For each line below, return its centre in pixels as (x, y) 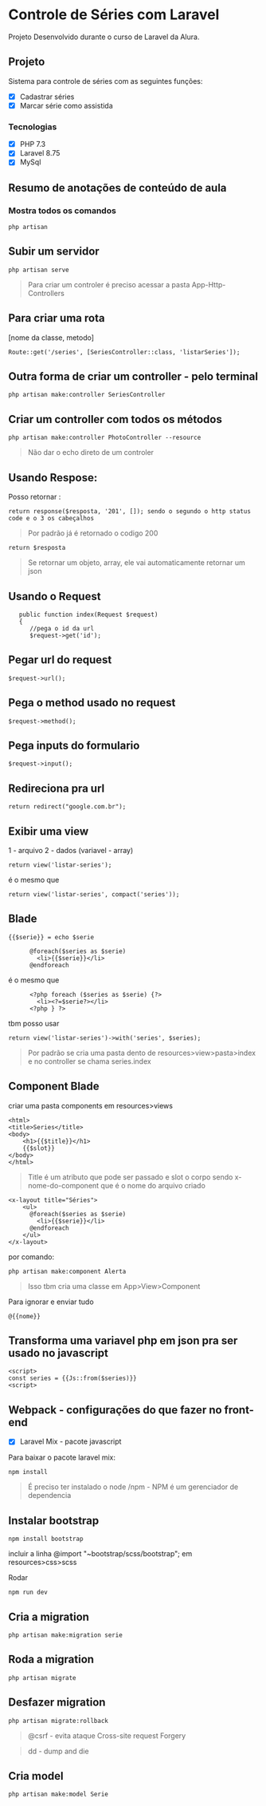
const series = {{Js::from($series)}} (72, 1378)
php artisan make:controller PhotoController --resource (105, 438)
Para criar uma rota (57, 318)
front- (239, 1410)
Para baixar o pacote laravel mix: (62, 1457)
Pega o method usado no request (92, 703)
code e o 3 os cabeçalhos (51, 519)
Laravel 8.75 (40, 153)
